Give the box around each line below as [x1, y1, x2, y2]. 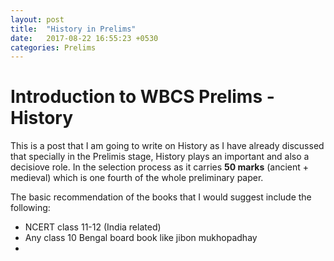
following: [10, 202, 51, 214]
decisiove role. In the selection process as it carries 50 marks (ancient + [10, 161, 310, 173]
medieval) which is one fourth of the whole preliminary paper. [10, 172, 264, 184]
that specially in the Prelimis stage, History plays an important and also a [10, 151, 310, 163]
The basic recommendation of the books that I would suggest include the [10, 191, 312, 203]
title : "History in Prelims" [10, 24, 137, 34]
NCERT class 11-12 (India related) [24, 221, 162, 233]
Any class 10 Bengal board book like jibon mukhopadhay [24, 232, 258, 244]
